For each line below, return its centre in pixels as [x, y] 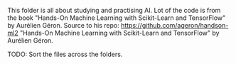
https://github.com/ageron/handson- [175, 25]
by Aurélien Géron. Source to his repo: [63, 25]
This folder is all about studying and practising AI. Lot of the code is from [114, 10]
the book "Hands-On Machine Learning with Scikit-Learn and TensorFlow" [117, 18]
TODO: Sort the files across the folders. [65, 54]
